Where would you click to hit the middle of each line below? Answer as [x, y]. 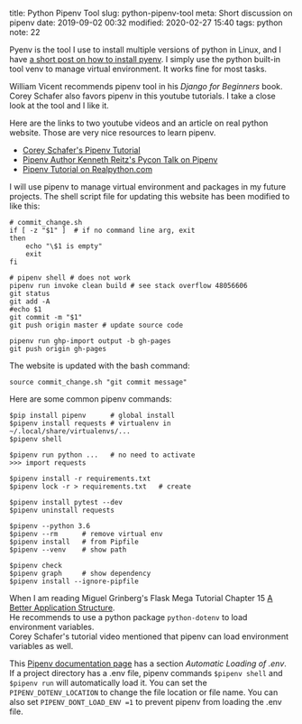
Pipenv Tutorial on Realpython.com [87, 169]
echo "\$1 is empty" [64, 246]
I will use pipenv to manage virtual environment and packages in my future [148, 187]
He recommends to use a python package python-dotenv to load [128, 617]
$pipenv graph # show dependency [80, 573]
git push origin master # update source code [96, 325]
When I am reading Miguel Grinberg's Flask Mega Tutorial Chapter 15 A [141, 598]
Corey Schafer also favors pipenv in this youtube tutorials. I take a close [143, 96]
